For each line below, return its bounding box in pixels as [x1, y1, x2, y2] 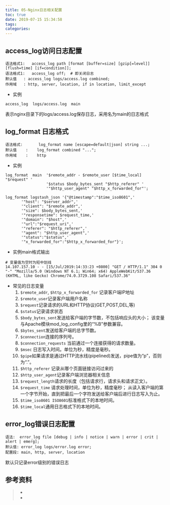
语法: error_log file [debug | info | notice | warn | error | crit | [5, 434, 158, 439]
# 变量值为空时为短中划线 [5, 260, 52, 265]
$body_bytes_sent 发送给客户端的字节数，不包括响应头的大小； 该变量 [20, 314, 165, 321]
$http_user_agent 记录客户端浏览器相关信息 [20, 371, 111, 377]
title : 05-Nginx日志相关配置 [5, 7, 62, 13]
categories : [5, 26, 30, 31]
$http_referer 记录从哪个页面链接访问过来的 [20, 365, 114, 371]
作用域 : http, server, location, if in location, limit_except [5, 82, 146, 87]
